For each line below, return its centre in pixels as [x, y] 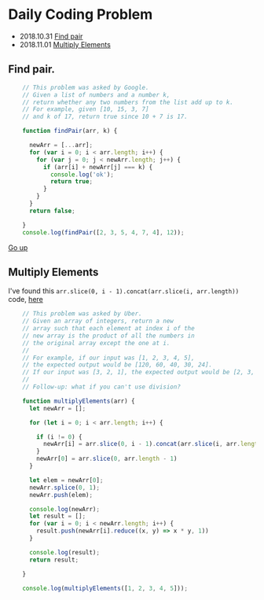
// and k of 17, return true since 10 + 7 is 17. [105, 117]
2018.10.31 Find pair [51, 36]
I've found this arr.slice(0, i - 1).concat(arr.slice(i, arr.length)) [124, 291]
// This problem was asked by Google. [86, 87]
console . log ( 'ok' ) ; [82, 175]
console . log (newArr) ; [64, 509]
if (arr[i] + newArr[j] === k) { [98, 167]
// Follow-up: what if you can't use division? [101, 387]
